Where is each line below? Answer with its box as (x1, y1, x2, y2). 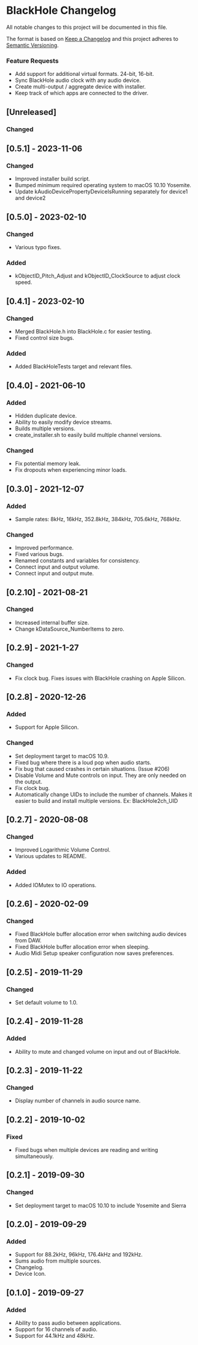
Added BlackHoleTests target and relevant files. (14, 363, 133, 370)
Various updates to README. (14, 853, 87, 860)
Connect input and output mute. (14, 570, 94, 577)
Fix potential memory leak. (14, 460, 81, 467)
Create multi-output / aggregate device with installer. (14, 83, 146, 90)
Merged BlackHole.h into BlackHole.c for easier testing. (14, 327, 152, 335)
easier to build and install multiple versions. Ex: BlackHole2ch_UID (14, 797, 178, 804)
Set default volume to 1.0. (14, 998, 78, 1006)
